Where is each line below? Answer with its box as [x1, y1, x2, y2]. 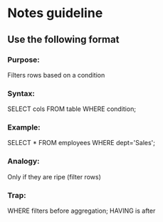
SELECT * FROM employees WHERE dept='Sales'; [7, 139, 155, 147]
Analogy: [7, 157, 41, 166]
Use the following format [7, 33, 120, 46]
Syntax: [7, 88, 36, 98]
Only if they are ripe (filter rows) [7, 172, 101, 181]
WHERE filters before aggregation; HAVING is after [7, 206, 156, 215]
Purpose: [7, 55, 41, 65]
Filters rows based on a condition [7, 70, 105, 79]
